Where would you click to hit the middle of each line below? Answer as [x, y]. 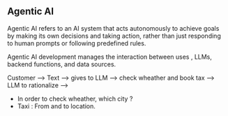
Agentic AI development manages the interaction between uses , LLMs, [110, 57]
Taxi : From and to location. [56, 106]
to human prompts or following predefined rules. [77, 43]
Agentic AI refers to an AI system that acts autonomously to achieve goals [113, 28]
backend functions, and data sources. [62, 64]
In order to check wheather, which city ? [75, 99]
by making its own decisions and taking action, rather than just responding [114, 36]
